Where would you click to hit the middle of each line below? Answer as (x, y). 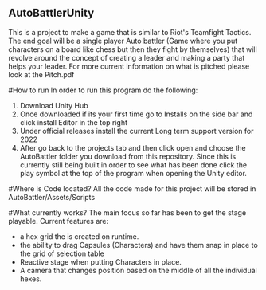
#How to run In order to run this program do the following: (103, 90)
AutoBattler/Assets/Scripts (52, 197)
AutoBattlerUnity (51, 13)
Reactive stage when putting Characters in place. (100, 261)
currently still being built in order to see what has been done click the (133, 165)
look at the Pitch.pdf (41, 74)
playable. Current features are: (59, 221)
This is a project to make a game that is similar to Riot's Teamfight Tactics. (130, 32)
